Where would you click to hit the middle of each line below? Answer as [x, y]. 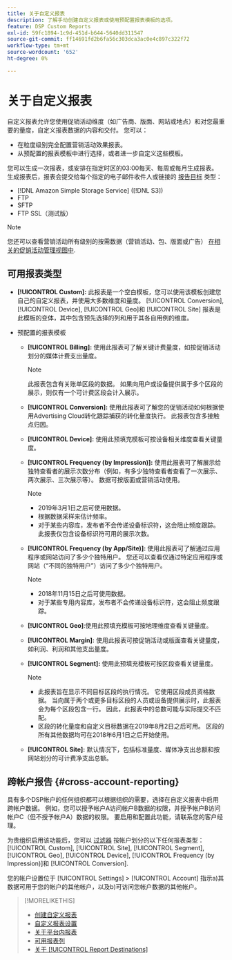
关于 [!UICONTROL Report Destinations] [91, 950]
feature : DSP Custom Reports [49, 26]
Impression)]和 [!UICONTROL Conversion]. [68, 863]
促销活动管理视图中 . [47, 250]
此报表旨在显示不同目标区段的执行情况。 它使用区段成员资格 [123, 691]
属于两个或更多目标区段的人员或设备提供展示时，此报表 [143, 700]
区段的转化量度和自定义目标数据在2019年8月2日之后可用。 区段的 [131, 726]
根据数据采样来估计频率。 [74, 516]
